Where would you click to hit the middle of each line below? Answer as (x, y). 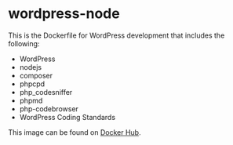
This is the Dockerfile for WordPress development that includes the (116, 35)
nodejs (30, 67)
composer (36, 75)
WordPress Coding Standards (67, 117)
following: (24, 43)
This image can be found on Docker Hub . (75, 132)
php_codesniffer (46, 92)
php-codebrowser (49, 109)
